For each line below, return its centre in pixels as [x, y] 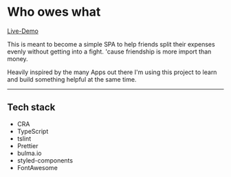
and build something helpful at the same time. [72, 79]
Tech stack [31, 107]
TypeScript [33, 131]
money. [18, 58]
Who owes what [54, 12]
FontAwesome [37, 167]
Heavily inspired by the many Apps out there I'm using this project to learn [112, 72]
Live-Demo [23, 31]
